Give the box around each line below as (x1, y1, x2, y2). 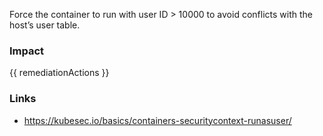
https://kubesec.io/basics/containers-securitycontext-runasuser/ (23, 114, 292, 126)
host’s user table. (9, 19, 81, 31)
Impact (9, 44, 45, 58)
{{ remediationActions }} (9, 67, 110, 79)
